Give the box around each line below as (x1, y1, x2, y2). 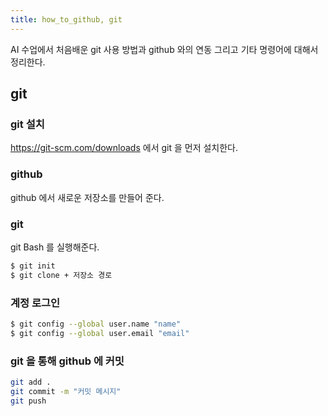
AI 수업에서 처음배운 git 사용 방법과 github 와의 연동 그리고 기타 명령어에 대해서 (10, 43, 319, 55)
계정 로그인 (10, 296, 61, 310)
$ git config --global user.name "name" (10, 319, 182, 329)
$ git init (10, 261, 56, 271)
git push (10, 396, 47, 406)
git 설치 (10, 117, 45, 131)
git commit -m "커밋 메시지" (10, 386, 122, 396)
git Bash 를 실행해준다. (10, 241, 100, 253)
